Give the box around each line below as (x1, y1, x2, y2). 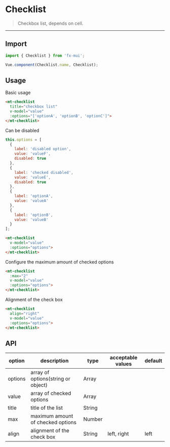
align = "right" (10, 311, 39, 316)
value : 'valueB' (14, 217, 49, 222)
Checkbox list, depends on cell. (17, 20, 83, 26)
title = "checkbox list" (10, 104, 58, 109)
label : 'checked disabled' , (14, 170, 73, 175)
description (40, 357, 69, 365)
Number (83, 416, 103, 423)
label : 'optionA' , (14, 194, 53, 199)
